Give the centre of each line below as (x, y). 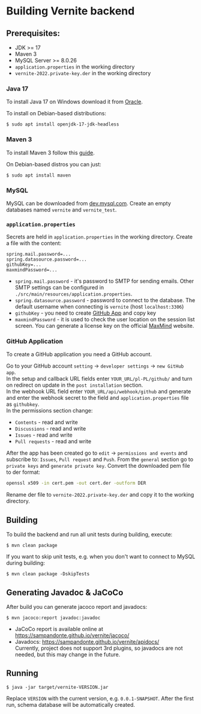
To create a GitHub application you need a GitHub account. (79, 354)
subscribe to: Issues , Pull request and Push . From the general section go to (100, 459)
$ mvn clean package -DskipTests (48, 574)
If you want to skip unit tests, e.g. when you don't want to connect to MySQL (101, 557)
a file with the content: (34, 243)
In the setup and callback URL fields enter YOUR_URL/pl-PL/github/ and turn (99, 379)
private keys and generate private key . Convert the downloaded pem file (98, 466)
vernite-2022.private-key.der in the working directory (83, 73)
